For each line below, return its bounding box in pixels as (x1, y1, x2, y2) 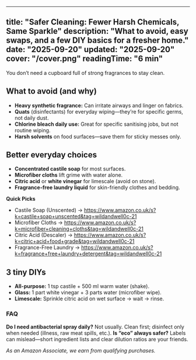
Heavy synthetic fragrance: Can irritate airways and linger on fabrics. (14, 102, 184, 109)
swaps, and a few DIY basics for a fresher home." (6, 36, 189, 46)
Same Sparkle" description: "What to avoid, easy (6, 26, 188, 36)
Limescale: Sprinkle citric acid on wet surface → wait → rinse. (14, 295, 164, 302)
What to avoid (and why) (6, 86, 97, 97)
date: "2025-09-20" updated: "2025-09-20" (6, 44, 175, 54)
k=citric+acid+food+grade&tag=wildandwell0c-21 (14, 238, 135, 245)
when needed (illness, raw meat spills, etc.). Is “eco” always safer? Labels (6, 329, 186, 337)
